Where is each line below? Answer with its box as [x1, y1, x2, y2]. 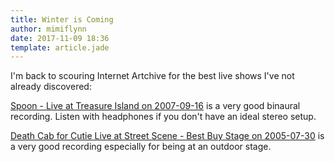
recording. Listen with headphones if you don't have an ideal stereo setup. [10, 111, 317, 123]
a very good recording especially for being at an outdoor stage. [10, 141, 272, 153]
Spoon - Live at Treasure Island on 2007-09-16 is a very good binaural [10, 100, 301, 112]
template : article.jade [10, 42, 110, 53]
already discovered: [10, 81, 92, 93]
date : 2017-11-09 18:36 [10, 33, 110, 43]
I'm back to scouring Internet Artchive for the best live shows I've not [10, 70, 295, 82]
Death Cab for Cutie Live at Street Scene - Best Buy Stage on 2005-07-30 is [10, 130, 325, 142]
